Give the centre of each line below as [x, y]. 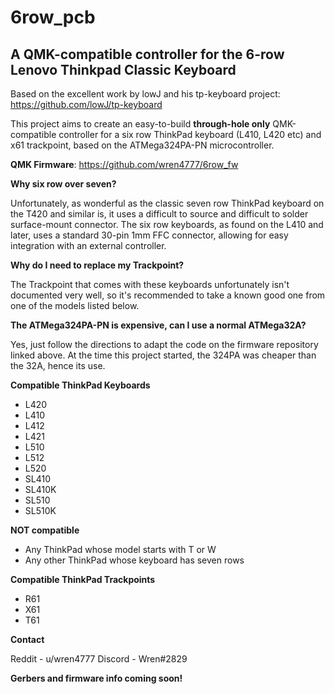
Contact [27, 639]
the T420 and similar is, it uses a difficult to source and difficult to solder [159, 214]
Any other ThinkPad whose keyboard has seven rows [134, 560]
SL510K [40, 510]
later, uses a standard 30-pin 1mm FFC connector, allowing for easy [149, 235]
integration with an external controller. [88, 245]
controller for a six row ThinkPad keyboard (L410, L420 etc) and [190, 134]
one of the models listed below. [75, 305]
